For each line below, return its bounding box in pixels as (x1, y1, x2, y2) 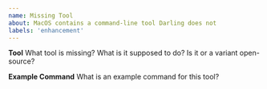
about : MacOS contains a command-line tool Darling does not (8, 19, 217, 27)
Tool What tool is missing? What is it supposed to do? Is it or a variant (8, 48, 238, 58)
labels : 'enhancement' (8, 26, 84, 34)
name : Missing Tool (8, 11, 74, 20)
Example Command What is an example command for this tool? (8, 72, 220, 82)
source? (8, 56, 35, 66)
